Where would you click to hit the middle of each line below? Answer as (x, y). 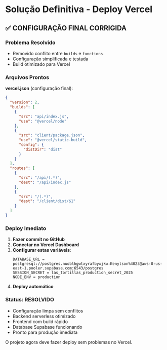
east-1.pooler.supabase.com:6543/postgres (58, 268)
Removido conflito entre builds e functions (58, 53)
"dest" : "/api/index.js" (45, 182)
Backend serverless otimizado (44, 316)
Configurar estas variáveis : (42, 250)
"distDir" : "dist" (43, 149)
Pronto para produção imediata (45, 332)
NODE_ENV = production (36, 277)
